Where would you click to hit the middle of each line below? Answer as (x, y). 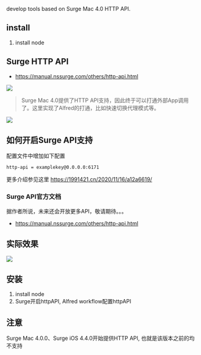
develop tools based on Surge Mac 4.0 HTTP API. (69, 9)
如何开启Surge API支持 (50, 140)
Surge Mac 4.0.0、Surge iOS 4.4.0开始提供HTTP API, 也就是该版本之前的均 (100, 338)
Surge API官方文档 (34, 197)
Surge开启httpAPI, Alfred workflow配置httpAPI (73, 302)
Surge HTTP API (37, 62)
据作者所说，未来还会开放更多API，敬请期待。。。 (67, 211)
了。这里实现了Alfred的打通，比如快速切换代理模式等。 (90, 108)
